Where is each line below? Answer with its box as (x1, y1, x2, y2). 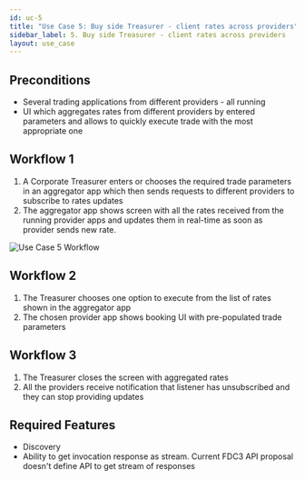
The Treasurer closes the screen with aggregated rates (22, 372, 229, 383)
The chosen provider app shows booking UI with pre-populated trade (22, 311, 282, 323)
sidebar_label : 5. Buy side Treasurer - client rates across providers (9, 30, 286, 39)
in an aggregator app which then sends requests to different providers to (22, 185, 295, 196)
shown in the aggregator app (22, 302, 132, 313)
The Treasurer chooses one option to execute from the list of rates (22, 292, 272, 303)
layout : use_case (9, 38, 75, 48)
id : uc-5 (9, 13, 43, 23)
